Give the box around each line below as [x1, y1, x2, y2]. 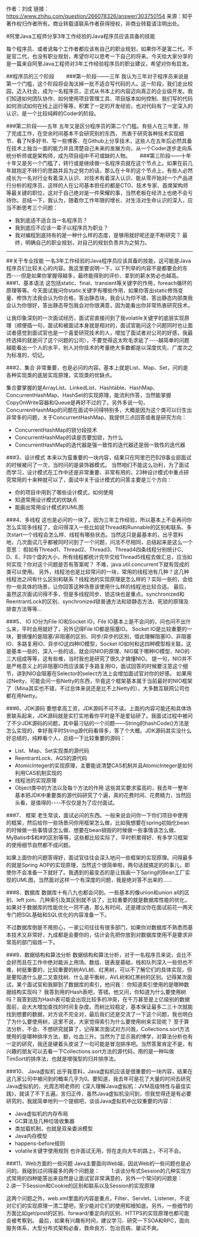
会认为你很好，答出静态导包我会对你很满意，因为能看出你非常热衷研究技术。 [6, 302, 193, 309]
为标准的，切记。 [6, 352, 46, 358]
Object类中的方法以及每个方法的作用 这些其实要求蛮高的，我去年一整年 [14, 784, 188, 791]
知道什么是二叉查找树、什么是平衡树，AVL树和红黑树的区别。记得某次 [16, 973, 188, 980]
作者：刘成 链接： [6, 5, 49, 12]
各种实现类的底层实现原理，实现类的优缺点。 [6, 372, 115, 378]
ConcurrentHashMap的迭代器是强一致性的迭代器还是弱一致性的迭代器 [14, 441, 185, 448]
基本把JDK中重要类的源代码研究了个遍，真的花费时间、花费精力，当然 [14, 792, 187, 799]
